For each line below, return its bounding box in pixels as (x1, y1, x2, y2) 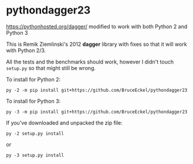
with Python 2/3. (6, 46, 46, 53)
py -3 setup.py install (6, 152, 65, 158)
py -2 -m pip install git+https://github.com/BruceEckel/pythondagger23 (6, 87, 188, 93)
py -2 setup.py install (6, 130, 65, 136)
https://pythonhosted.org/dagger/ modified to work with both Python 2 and (6, 23, 188, 30)
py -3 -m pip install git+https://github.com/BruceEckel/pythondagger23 (6, 109, 188, 115)
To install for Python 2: (6, 76, 60, 83)
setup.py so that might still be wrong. (6, 64, 96, 71)
